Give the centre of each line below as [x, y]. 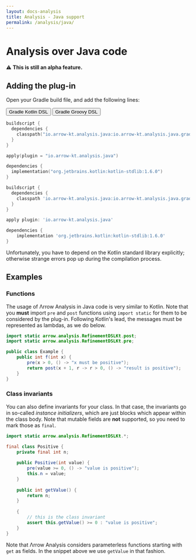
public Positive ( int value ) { [53, 463]
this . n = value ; [47, 474]
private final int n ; [43, 452]
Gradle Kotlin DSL [29, 112]
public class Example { [35, 352]
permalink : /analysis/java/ [40, 22]
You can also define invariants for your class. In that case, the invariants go [96, 406]
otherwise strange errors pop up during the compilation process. [84, 258]
